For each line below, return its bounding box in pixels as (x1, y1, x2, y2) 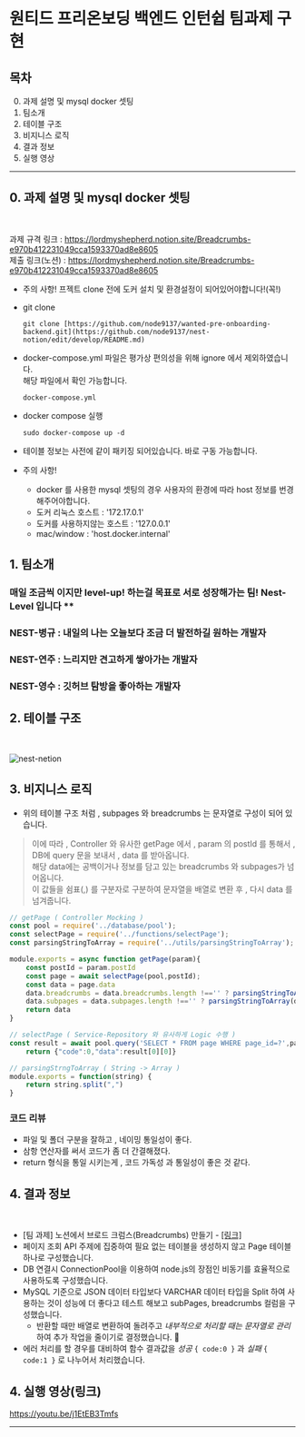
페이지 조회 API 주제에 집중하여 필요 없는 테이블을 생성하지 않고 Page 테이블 (22, 1241, 292, 1252)
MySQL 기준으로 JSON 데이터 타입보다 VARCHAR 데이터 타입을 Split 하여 (22, 1286, 286, 1297)
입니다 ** (35, 600, 74, 613)
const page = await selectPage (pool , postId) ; (25, 971, 202, 981)
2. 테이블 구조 (9, 710, 82, 727)
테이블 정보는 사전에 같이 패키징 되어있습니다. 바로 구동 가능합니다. (22, 445, 258, 456)
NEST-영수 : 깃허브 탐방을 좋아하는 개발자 (9, 679, 182, 692)
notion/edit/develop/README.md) (22, 335, 145, 344)
